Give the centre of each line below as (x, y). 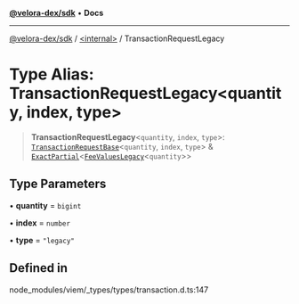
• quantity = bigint (45, 205)
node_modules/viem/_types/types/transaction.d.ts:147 (109, 290)
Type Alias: (52, 74)
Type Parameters (58, 184)
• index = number (40, 223)
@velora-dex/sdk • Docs (57, 13)
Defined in (39, 268)
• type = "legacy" (42, 240)
